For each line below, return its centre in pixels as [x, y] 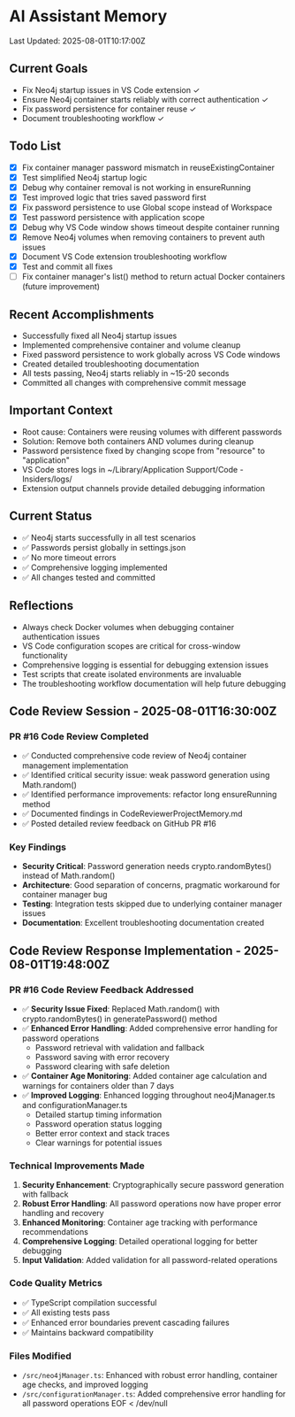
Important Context [61, 410]
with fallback [45, 1194]
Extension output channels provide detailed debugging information [143, 488]
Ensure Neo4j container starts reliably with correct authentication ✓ [145, 99]
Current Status [51, 516]
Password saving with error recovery [102, 1057]
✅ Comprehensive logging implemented [95, 567]
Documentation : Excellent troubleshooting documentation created [143, 923]
